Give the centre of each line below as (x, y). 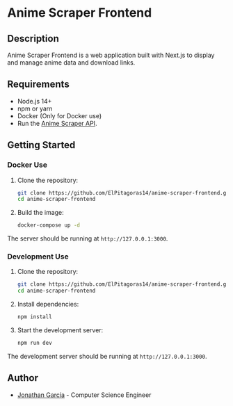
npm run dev (34, 343)
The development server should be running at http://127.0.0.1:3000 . (107, 356)
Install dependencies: (48, 304)
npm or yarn (35, 108)
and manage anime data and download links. (71, 63)
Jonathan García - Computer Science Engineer (84, 395)
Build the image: (40, 213)
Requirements (38, 84)
